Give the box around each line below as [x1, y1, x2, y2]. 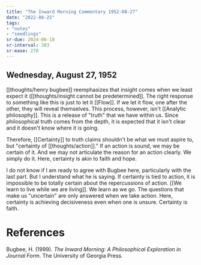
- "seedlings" [6, 31, 42, 37]
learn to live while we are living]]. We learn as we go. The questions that [6, 185, 184, 192]
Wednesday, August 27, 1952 [6, 70, 117, 80]
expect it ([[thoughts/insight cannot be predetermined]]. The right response [6, 92, 193, 100]
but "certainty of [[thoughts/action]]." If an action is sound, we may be [6, 142, 180, 149]
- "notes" [6, 25, 31, 32]
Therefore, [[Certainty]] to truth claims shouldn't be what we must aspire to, [6, 135, 194, 143]
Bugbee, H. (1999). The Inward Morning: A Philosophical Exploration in [6, 245, 181, 252]
